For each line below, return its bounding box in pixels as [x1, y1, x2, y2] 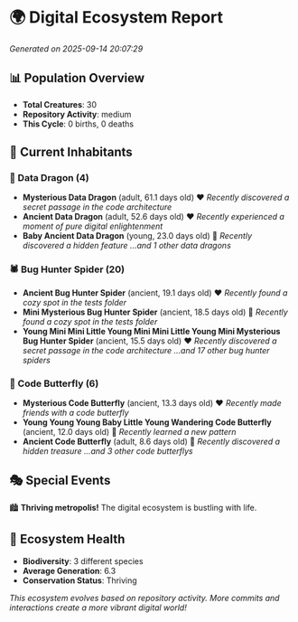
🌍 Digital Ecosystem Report [9, 7, 224, 28]
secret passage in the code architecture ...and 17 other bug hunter [22, 344, 270, 355]
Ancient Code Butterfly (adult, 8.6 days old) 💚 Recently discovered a [22, 436, 281, 448]
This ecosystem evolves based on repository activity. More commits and [9, 592, 280, 603]
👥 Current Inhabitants [9, 145, 133, 160]
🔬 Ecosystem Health [9, 532, 126, 547]
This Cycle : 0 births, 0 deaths [22, 118, 134, 129]
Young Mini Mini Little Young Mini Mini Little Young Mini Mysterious [22, 325, 281, 336]
